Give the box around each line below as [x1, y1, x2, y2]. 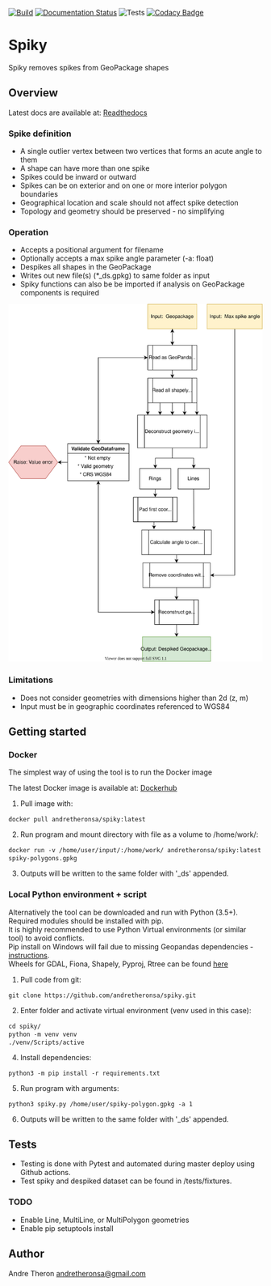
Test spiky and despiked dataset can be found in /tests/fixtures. [19, 1176, 232, 1186]
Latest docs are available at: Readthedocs [8, 108, 148, 117]
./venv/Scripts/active [8, 1038, 85, 1046]
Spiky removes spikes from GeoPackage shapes [8, 62, 169, 72]
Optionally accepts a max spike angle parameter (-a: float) [19, 253, 215, 263]
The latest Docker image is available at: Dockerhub [8, 783, 177, 793]
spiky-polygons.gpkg [8, 855, 78, 863]
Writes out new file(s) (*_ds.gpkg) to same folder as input [19, 271, 211, 281]
